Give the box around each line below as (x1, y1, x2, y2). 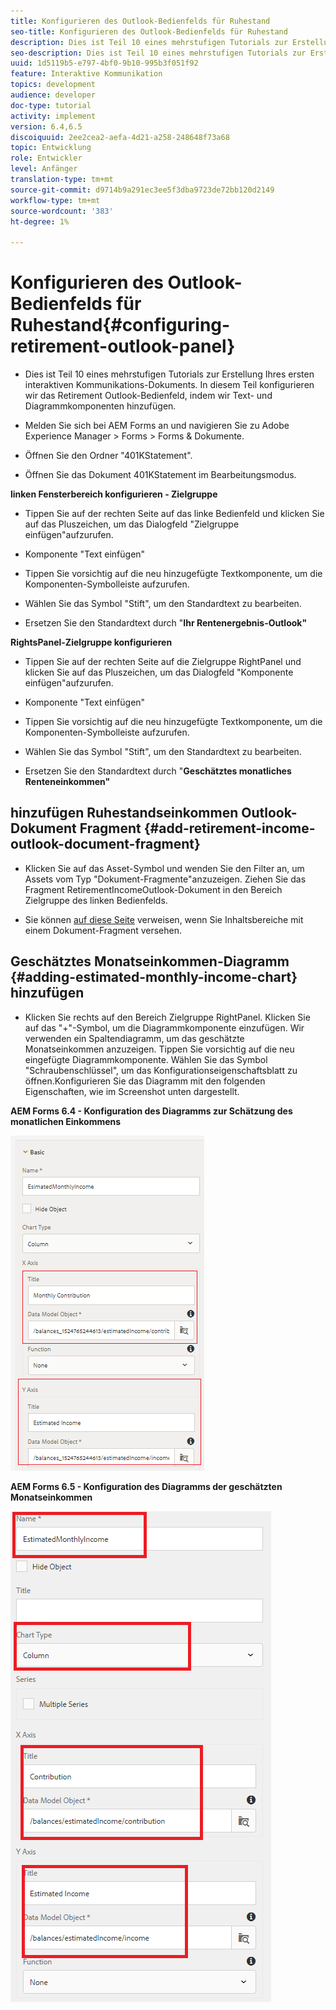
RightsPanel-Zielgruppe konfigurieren (10, 636, 173, 649)
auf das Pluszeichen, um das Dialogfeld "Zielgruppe (24, 518, 240, 530)
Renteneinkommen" (24, 776, 111, 788)
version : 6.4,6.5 (10, 121, 83, 132)
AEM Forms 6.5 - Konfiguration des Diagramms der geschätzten (10, 1480, 283, 1492)
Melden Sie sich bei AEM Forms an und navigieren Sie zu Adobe (24, 420, 290, 432)
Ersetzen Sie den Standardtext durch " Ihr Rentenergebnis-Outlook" (24, 617, 308, 629)
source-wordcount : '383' (10, 206, 114, 216)
